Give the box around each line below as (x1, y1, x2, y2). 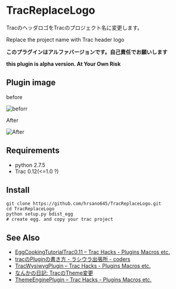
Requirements (6, 146, 60, 156)
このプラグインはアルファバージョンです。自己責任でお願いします (6, 48, 168, 56)
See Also (6, 232, 40, 242)
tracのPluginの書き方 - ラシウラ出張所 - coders (14, 256, 131, 263)
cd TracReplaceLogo (6, 206, 55, 212)
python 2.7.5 (14, 161, 46, 168)
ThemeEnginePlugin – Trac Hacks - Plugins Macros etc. (14, 276, 152, 284)
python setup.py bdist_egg (6, 211, 73, 217)
